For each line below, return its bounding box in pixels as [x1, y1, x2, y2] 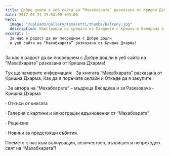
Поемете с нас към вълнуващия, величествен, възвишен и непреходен [5, 139, 160, 145]
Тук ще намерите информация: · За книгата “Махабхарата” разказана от [5, 70, 162, 76]
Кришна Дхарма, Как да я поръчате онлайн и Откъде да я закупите [5, 75, 152, 81]
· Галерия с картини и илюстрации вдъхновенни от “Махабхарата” [5, 110, 150, 116]
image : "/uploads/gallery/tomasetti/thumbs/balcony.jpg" [10, 21, 133, 27]
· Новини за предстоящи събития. [5, 130, 78, 136]
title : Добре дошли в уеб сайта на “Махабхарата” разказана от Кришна [5, 7, 157, 13]
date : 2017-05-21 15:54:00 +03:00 [5, 12, 78, 17]
